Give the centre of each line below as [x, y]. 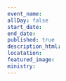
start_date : [25, 27]
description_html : [34, 46]
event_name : [25, 14]
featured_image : [31, 60]
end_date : [22, 33]
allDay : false [28, 20]
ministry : [22, 66]
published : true [31, 40]
